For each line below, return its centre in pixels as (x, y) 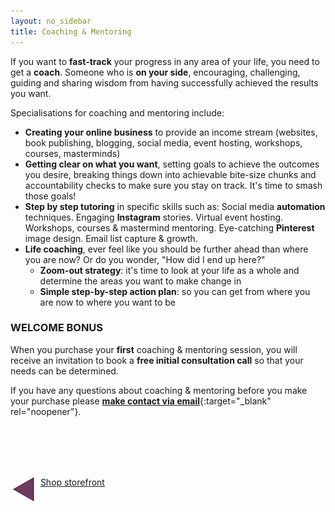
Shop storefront (72, 482)
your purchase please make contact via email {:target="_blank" (141, 401)
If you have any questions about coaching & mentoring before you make (159, 390)
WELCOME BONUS (57, 328)
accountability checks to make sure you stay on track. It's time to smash (173, 185)
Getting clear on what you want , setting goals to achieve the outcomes (172, 164)
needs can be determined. (64, 371)
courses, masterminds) (72, 153)
